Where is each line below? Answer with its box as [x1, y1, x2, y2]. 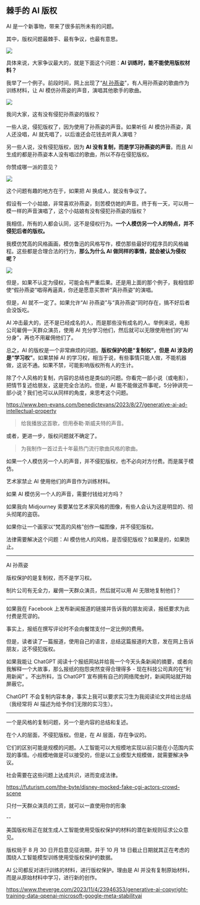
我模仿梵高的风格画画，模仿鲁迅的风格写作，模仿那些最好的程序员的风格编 [6, 240, 189, 247]
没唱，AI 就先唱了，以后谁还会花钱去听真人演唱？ [16, 130, 138, 138]
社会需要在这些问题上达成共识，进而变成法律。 [6, 771, 121, 779]
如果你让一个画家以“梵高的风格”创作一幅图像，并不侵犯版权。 [6, 523, 157, 530]
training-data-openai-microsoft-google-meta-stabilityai [6, 892, 142, 899]
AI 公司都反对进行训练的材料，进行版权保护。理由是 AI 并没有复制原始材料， [6, 866, 193, 873]
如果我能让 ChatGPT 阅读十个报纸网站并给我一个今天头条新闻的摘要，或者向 [6, 658, 193, 665]
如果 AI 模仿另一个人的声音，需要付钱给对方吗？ [6, 490, 124, 497]
